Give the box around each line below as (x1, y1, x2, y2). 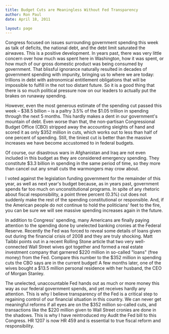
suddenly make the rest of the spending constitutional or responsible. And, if (5, 197, 164, 203)
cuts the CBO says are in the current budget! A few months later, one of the (5, 260, 161, 266)
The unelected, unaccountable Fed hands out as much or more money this (5, 280, 160, 286)
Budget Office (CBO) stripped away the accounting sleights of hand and (5, 124, 154, 130)
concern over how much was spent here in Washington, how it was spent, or (5, 56, 164, 62)
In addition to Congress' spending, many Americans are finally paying (5, 217, 149, 224)
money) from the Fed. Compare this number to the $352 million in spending (5, 255, 162, 261)
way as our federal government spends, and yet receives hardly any (5, 286, 146, 292)
